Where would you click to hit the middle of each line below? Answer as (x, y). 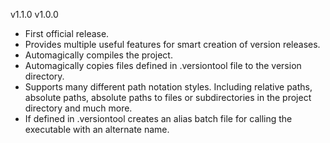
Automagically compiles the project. (98, 55)
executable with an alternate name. (97, 129)
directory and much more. (78, 108)
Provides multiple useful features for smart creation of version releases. (172, 44)
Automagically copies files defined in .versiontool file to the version (163, 65)
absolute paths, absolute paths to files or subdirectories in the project (168, 97)
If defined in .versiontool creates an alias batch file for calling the (158, 118)
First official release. (67, 33)
